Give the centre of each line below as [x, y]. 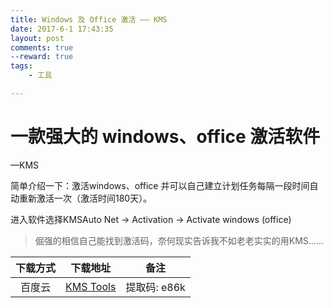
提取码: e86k [155, 287]
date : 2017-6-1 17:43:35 [62, 29]
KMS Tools [91, 286]
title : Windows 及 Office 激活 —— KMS [89, 19]
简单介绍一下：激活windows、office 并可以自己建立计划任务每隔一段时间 [160, 185]
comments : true [42, 47]
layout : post [37, 38]
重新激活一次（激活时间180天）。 [85, 198]
